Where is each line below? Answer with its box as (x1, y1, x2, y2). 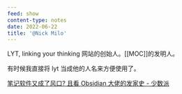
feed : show (7, 10, 39, 17)
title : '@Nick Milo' (7, 29, 68, 37)
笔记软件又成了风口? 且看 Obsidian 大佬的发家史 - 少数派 (7, 79, 169, 88)
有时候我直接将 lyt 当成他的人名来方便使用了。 (7, 64, 140, 73)
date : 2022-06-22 (7, 23, 58, 30)
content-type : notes (7, 17, 68, 24)
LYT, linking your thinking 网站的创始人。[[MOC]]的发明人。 (7, 49, 179, 58)
